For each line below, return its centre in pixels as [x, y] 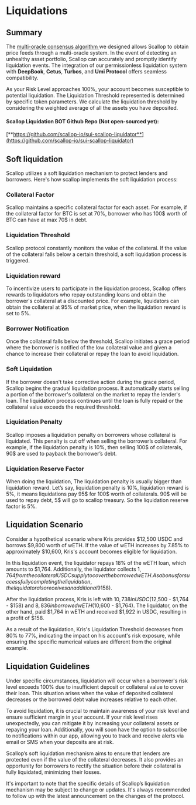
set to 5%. [18, 313]
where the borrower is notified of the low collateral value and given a [89, 348]
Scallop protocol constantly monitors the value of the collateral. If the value [97, 248]
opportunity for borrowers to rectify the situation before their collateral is [94, 766]
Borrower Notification [37, 328]
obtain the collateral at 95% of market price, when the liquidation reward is [96, 307]
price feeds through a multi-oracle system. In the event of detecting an [91, 53]
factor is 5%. [21, 507]
